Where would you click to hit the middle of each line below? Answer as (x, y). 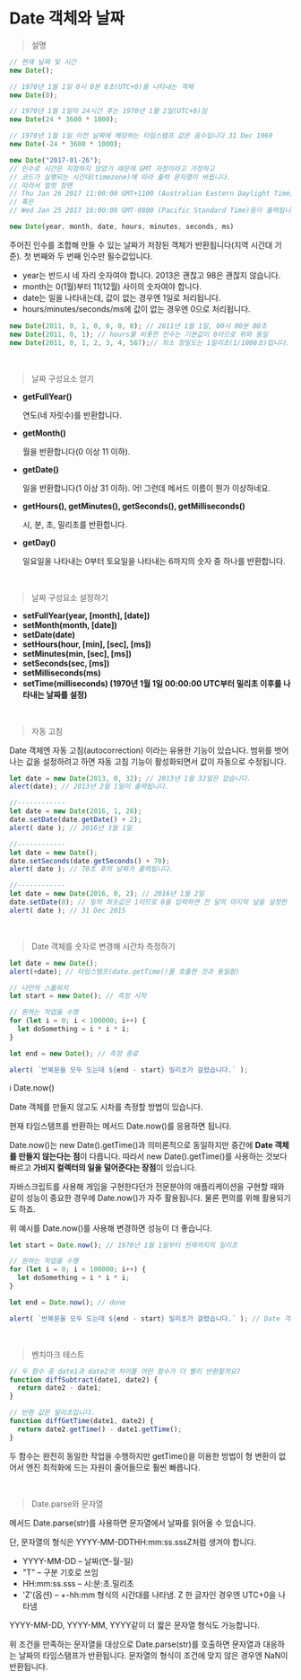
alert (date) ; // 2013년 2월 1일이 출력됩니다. (89, 787)
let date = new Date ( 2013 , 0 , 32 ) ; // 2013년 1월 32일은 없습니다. (130, 778)
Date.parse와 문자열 (67, 1503)
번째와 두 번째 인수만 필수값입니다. (93, 256)
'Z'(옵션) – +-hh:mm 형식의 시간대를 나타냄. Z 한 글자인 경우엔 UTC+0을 (149, 1595)
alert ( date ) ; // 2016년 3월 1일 (71, 827)
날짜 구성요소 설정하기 (70, 597)
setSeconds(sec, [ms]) (66, 663)
